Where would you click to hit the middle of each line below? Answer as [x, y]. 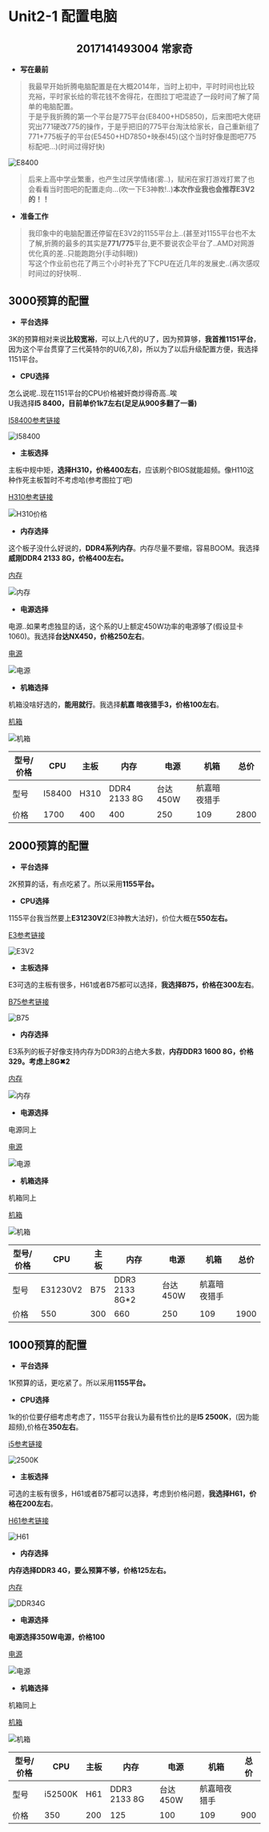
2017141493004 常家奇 [134, 49]
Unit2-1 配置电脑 [63, 16]
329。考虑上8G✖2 [39, 1061]
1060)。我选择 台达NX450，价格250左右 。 [79, 636]
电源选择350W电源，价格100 [57, 1637]
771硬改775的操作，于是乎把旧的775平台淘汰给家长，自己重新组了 [151, 126]
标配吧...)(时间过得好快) [66, 146]
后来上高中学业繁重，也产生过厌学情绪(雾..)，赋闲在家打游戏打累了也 [141, 179]
